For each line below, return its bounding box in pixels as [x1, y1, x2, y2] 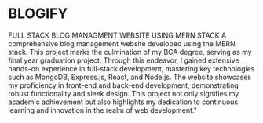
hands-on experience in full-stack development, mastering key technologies [8, 63, 255, 73]
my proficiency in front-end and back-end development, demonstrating [8, 80, 239, 90]
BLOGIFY [8, 5, 68, 23]
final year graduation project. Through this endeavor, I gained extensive [8, 56, 239, 65]
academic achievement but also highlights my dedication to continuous [8, 97, 239, 107]
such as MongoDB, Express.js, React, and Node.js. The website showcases [8, 72, 252, 81]
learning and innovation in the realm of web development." [8, 105, 198, 114]
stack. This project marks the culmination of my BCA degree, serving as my [8, 47, 253, 56]
